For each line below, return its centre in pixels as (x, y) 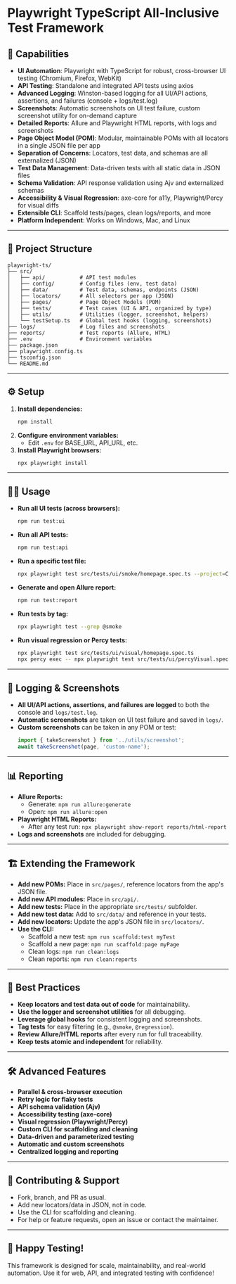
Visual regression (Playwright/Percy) (73, 1122)
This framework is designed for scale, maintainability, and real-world (106, 1265)
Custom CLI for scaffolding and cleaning (78, 1129)
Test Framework (55, 28)
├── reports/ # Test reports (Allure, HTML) (89, 333)
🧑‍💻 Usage (29, 491)
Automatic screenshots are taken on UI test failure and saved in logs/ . (120, 720)
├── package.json (33, 345)
